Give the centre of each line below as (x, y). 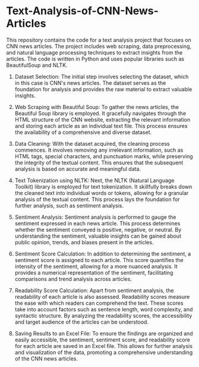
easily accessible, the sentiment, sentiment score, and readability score (102, 340)
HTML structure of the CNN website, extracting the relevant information (102, 119)
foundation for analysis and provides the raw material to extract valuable (103, 89)
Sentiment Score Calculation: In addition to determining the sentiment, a (103, 254)
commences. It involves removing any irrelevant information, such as (99, 150)
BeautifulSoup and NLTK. (37, 65)
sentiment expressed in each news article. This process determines (97, 223)
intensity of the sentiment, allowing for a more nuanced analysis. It (96, 266)
